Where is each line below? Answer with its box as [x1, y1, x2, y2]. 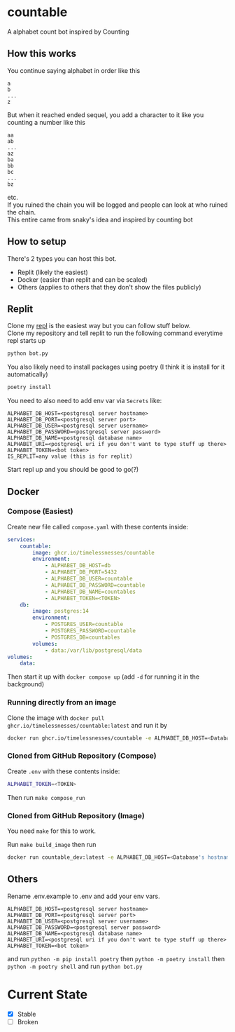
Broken [17, 1017, 38, 1026]
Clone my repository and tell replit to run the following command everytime [7, 329, 223, 337]
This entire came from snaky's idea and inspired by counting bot [7, 215, 194, 224]
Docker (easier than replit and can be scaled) [17, 275, 148, 284]
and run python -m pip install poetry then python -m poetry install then [7, 954, 225, 963]
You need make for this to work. [7, 827, 97, 835]
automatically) [7, 370, 48, 379]
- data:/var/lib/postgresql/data [44, 646, 142, 654]
